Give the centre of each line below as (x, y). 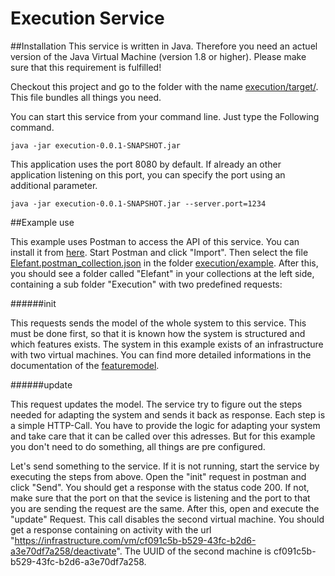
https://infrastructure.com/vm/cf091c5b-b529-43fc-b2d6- (135, 540)
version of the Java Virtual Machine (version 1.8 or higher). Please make (158, 56)
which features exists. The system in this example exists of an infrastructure (167, 344)
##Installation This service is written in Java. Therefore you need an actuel (164, 46)
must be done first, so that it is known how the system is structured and (158, 333)
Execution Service (87, 18)
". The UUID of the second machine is (194, 551)
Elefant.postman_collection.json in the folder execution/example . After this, (164, 263)
